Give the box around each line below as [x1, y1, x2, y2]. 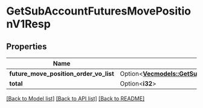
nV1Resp [6, 17, 51, 31]
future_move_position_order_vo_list [9, 70, 115, 78]
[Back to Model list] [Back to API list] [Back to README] [6, 95, 145, 102]
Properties [6, 41, 47, 52]
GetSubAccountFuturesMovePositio [6, 4, 192, 18]
